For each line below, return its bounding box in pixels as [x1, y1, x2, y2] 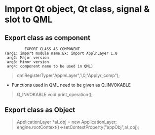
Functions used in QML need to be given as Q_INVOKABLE [11, 82, 131, 88]
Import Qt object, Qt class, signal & [4, 3, 150, 15]
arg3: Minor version [6, 60, 49, 65]
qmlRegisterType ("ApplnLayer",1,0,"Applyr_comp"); [16, 72, 120, 78]
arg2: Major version [6, 55, 49, 60]
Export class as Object [4, 106, 76, 114]
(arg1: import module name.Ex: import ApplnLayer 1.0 [4, 51, 118, 56]
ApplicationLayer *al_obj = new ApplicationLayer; [16, 119, 117, 125]
